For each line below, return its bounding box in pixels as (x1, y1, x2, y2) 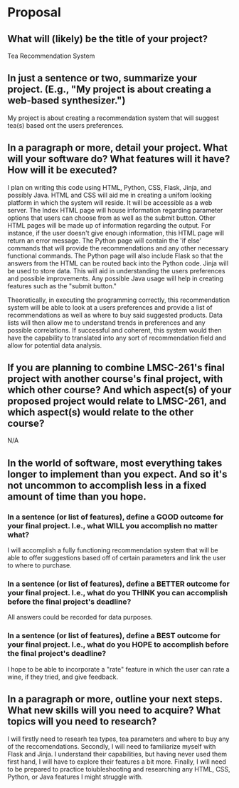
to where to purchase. (7, 561, 73, 570)
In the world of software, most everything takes (7, 457, 223, 469)
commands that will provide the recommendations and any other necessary (7, 243, 229, 252)
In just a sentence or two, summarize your (7, 72, 198, 84)
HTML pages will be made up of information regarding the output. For (7, 221, 211, 229)
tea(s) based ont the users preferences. (7, 121, 124, 129)
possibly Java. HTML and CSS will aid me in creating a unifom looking (7, 191, 212, 199)
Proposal (7, 4, 62, 21)
